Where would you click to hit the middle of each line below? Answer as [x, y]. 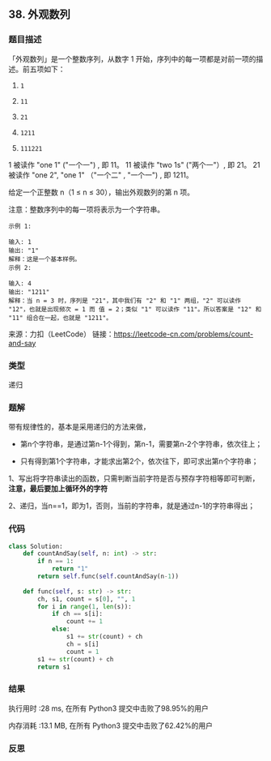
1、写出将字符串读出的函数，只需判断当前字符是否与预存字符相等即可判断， [134, 479]
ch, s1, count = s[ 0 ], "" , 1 [87, 599]
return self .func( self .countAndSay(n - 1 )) [108, 577]
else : [61, 629]
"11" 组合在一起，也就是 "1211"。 [60, 318]
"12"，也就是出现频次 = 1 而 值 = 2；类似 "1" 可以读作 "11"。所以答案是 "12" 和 [135, 309]
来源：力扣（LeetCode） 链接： [61, 334]
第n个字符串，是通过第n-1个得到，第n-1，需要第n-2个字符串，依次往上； [141, 444]
